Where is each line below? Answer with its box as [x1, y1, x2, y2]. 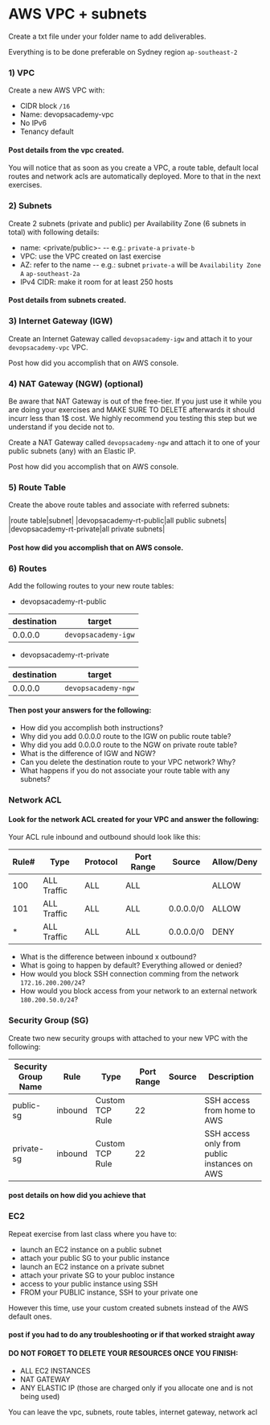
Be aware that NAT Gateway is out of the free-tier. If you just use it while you [8, 396, 262, 406]
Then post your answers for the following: [8, 705, 152, 715]
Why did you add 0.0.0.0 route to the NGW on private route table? [19, 740, 238, 750]
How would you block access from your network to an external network [19, 986, 257, 996]
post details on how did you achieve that [8, 1191, 146, 1200]
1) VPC [8, 67, 35, 78]
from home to [204, 1105, 256, 1116]
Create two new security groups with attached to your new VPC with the [8, 1033, 248, 1043]
